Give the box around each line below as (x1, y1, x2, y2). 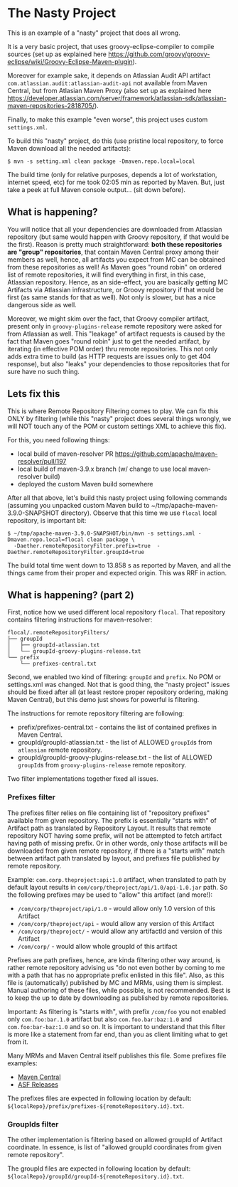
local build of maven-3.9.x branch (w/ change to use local (17, 464, 187, 473)
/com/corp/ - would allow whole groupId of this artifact (17, 942, 178, 950)
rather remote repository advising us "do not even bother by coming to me (7, 963, 225, 972)
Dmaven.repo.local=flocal (7, 536, 84, 543)
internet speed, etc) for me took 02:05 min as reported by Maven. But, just (7, 178, 225, 186)
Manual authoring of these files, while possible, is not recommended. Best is (7, 986, 231, 994)
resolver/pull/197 (17, 457, 67, 465)
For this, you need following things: (7, 435, 110, 444)
